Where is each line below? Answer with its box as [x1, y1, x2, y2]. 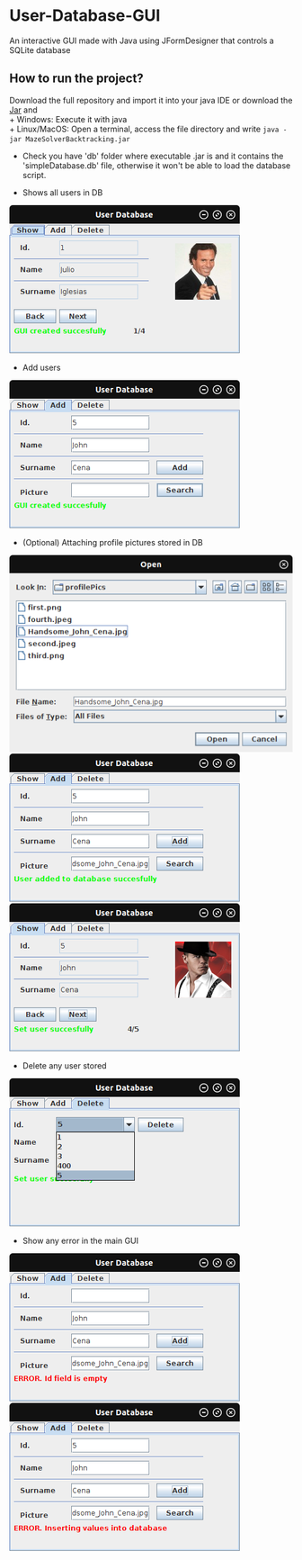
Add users [22, 362, 61, 373]
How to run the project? [9, 71, 144, 86]
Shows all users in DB [22, 186, 103, 198]
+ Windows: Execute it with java [9, 113, 128, 124]
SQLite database [9, 44, 71, 55]
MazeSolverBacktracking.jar [25, 134, 130, 144]
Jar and [9, 104, 38, 115]
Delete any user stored [22, 1060, 107, 1071]
